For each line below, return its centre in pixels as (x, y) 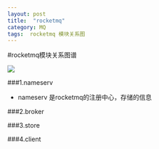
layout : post (27, 14)
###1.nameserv (30, 83)
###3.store (24, 125)
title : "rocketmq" (36, 21)
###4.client (24, 139)
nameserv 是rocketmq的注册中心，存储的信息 (84, 98)
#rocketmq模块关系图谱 (42, 55)
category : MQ (27, 27)
